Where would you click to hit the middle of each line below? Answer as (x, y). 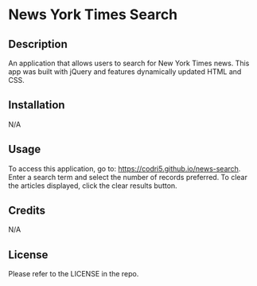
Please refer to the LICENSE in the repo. (74, 274)
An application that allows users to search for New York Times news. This (129, 63)
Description (38, 44)
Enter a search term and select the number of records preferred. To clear (128, 177)
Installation (37, 105)
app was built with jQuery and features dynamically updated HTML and (125, 72)
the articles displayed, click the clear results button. (93, 186)
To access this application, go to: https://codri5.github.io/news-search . (125, 168)
